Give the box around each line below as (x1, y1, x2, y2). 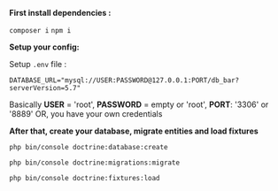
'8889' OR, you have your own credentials (9, 109, 163, 118)
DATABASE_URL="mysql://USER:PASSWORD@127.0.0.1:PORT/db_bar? (9, 76, 240, 85)
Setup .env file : (9, 59, 67, 69)
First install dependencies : (9, 8, 112, 18)
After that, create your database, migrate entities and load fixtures (9, 126, 259, 136)
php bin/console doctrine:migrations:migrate (9, 158, 180, 167)
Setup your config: (9, 42, 80, 52)
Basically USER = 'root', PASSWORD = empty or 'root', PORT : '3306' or (9, 99, 269, 110)
